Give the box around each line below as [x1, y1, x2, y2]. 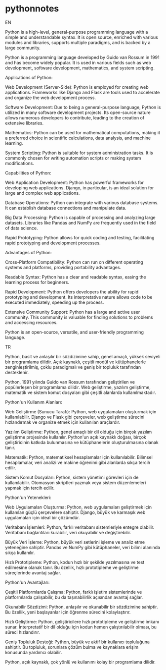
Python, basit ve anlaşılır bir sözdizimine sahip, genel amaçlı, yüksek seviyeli [5, 353, 161, 359]
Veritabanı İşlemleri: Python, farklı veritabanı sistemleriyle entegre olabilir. [5, 524, 155, 530]
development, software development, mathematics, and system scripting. [5, 65, 155, 71]
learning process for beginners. [5, 279, 69, 285]
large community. [5, 45, 41, 51]
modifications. [5, 160, 35, 166]
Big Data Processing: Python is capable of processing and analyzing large [5, 214, 156, 221]
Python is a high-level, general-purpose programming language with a [5, 29, 148, 35]
